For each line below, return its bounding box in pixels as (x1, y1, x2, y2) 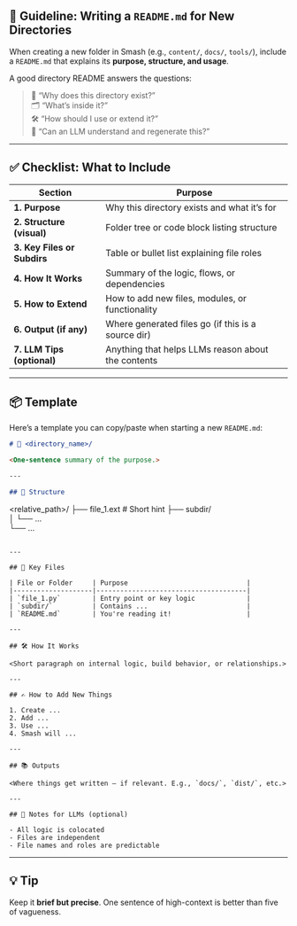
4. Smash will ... (9, 728, 77, 738)
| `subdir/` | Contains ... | (9, 602, 251, 611)
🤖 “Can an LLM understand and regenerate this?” (30, 126, 210, 136)
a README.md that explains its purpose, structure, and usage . (9, 55, 230, 66)
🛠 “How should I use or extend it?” (30, 113, 159, 124)
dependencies (105, 277, 165, 290)
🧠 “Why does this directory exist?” (30, 89, 156, 100)
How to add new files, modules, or (105, 292, 247, 304)
